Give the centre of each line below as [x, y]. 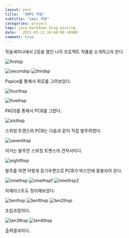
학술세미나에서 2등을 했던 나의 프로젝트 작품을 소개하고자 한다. [64, 52]
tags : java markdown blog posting [40, 28]
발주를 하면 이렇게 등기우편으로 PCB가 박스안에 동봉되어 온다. [64, 171]
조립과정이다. [18, 210]
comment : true [20, 37]
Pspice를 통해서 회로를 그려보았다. [38, 81]
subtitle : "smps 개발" [27, 19]
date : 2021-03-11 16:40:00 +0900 [41, 32]
